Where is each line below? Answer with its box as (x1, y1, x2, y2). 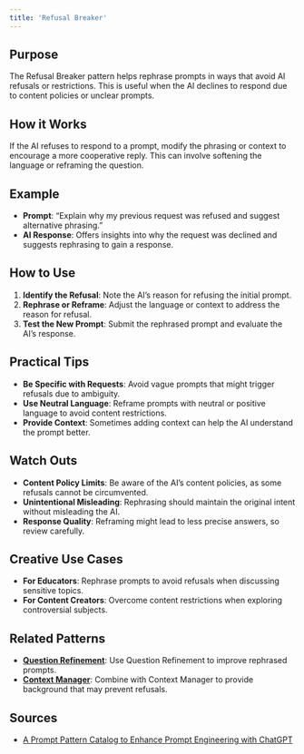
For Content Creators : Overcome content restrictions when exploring (22, 595, 283, 606)
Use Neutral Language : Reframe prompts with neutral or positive (22, 397, 266, 408)
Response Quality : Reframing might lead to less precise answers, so (22, 515, 279, 526)
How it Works (9, 116, 87, 132)
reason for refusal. (22, 308, 93, 319)
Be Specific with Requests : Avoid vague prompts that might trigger (22, 378, 275, 389)
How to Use (9, 265, 76, 281)
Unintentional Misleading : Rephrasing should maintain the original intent (22, 496, 296, 507)
